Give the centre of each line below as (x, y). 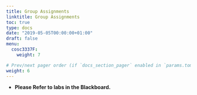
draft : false (22, 38)
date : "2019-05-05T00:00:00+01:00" (50, 33)
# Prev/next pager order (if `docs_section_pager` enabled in (84, 65)
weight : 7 (29, 55)
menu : (13, 44)
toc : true (18, 22)
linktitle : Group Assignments (43, 17)
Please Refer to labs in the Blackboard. (62, 87)
